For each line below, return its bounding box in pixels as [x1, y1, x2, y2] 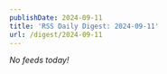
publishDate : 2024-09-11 [9, 13, 103, 23]
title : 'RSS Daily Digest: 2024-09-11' [9, 22, 160, 31]
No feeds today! [9, 55, 70, 66]
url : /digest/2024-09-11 [9, 30, 103, 39]
